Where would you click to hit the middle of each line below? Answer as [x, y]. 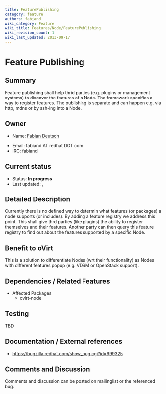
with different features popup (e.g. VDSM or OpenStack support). [72, 265]
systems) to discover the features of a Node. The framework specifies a [79, 98]
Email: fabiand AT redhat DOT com [48, 145]
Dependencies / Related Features [58, 281]
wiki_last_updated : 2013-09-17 [38, 38]
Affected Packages [32, 293]
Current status [28, 166]
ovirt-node [31, 298]
